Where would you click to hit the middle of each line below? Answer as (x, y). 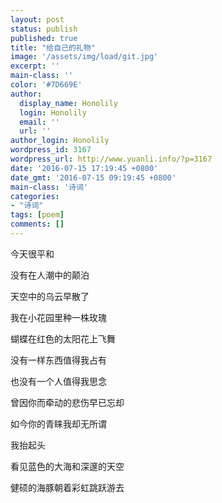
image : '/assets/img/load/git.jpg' (84, 57)
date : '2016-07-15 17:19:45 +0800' (84, 168)
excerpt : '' (35, 66)
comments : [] (37, 224)
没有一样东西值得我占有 (58, 360)
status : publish (44, 29)
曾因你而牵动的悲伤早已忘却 (67, 402)
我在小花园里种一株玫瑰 (58, 317)
